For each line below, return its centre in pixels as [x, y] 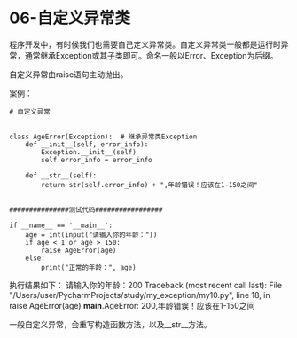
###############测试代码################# [86, 209]
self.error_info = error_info [97, 160]
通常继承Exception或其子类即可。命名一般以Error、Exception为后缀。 [151, 55]
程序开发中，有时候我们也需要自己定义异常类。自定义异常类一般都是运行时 [145, 44]
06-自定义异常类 [70, 18]
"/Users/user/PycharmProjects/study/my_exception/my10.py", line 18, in [140, 295]
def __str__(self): [61, 175]
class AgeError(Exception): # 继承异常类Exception [103, 137]
